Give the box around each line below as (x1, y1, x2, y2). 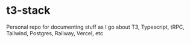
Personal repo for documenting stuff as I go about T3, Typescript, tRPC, (6, 23, 185, 30)
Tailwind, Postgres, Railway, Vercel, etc (6, 29, 104, 36)
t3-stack (6, 4, 51, 17)
